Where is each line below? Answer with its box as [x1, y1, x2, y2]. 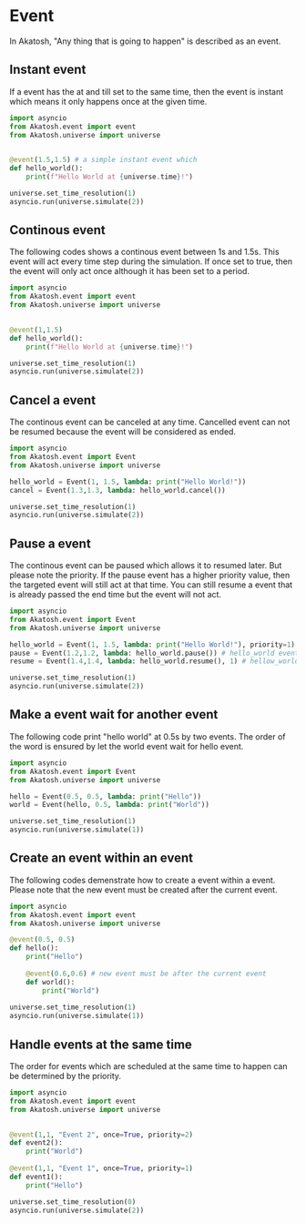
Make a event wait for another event [9, 707, 219, 722]
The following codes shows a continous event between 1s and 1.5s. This [9, 247, 280, 258]
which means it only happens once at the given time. [9, 96, 208, 107]
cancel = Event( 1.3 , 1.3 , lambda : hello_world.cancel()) [9, 485, 226, 495]
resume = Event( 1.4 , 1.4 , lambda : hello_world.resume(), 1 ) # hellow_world [9, 657, 300, 666]
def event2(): [9, 1138, 64, 1147]
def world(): [25, 977, 76, 986]
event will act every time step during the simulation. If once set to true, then [9, 256, 293, 267]
